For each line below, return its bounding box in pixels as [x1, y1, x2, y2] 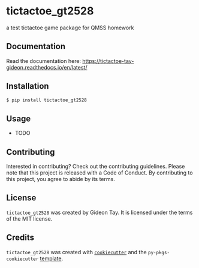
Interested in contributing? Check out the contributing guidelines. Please [6, 163, 185, 170]
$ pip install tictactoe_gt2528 [6, 97, 87, 103]
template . [40, 255, 64, 262]
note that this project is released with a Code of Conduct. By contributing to [6, 169, 193, 176]
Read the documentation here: [6, 57, 82, 64]
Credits [6, 233, 35, 243]
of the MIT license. [6, 215, 53, 222]
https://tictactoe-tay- [82, 57, 134, 64]
